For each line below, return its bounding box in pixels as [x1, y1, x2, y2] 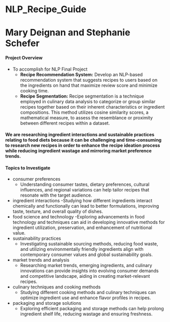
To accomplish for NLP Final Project [12, 66, 88, 72]
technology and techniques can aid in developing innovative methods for [12, 219, 165, 226]
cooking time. [20, 87, 49, 93]
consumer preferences [12, 176, 61, 182]
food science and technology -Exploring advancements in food [12, 214, 145, 220]
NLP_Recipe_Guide [5, 4, 87, 15]
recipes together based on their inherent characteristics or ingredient [20, 104, 165, 110]
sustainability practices [12, 235, 61, 242]
